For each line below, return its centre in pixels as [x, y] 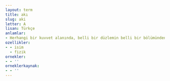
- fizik [18, 52]
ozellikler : [18, 43]
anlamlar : [16, 33]
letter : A [16, 24]
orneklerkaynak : [22, 66]
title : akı [17, 15]
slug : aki [16, 19]
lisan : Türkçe [20, 29]
